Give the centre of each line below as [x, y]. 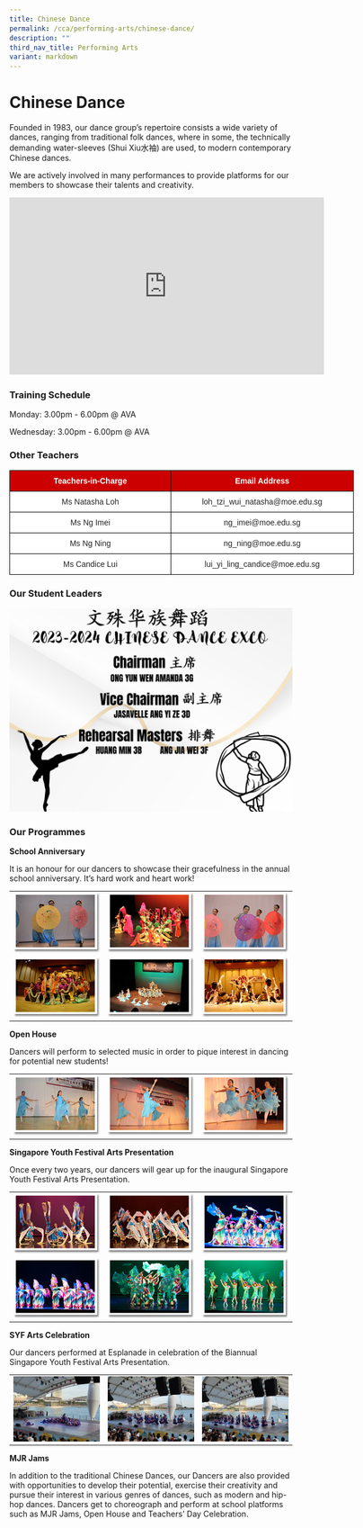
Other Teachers [44, 455]
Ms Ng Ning [90, 543]
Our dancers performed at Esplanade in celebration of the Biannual [133, 1353]
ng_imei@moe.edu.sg [262, 522]
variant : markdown [44, 57]
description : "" [40, 38]
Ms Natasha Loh [90, 501]
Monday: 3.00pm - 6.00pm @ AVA [73, 415]
